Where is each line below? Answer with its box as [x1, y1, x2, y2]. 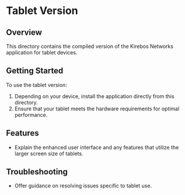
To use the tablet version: [6, 81, 67, 88]
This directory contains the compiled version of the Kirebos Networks [6, 43, 174, 50]
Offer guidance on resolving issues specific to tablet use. [14, 182, 152, 189]
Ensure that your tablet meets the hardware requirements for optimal [14, 105, 180, 112]
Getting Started [6, 66, 64, 76]
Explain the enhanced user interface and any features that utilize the [14, 144, 179, 151]
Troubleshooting [6, 167, 68, 177]
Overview [6, 27, 43, 37]
